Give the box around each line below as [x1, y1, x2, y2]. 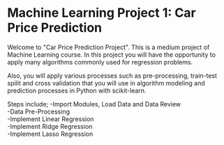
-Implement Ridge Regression [7, 122, 93, 130]
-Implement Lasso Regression [7, 130, 94, 138]
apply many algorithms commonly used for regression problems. [7, 57, 193, 66]
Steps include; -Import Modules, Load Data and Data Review [7, 99, 181, 108]
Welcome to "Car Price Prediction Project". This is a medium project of [7, 43, 210, 51]
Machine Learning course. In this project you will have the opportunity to [7, 50, 216, 59]
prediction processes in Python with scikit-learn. [7, 86, 147, 95]
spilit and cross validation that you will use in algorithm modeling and [7, 78, 206, 87]
